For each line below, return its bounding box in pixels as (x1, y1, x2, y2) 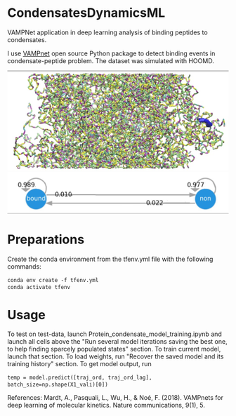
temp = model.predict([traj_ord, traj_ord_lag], (7, 374, 152, 382)
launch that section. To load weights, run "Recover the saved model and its (7, 352, 224, 361)
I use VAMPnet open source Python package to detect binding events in (7, 49, 216, 58)
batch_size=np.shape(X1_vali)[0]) (7, 381, 109, 389)
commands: (7, 262, 42, 271)
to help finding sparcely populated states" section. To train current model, (7, 345, 221, 354)
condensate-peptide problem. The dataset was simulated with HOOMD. (7, 56, 214, 65)
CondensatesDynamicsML (7, 5, 166, 21)
